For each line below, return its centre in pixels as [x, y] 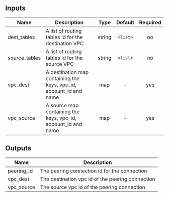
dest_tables [21, 37]
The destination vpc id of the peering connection [98, 179]
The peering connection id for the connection [94, 171]
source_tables [24, 58]
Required [150, 22]
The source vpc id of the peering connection [93, 187]
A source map [62, 105]
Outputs [18, 148]
